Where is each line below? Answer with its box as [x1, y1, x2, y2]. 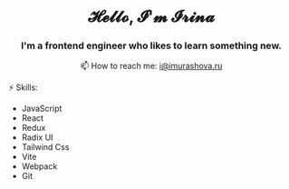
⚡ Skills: [8, 82, 38, 93]
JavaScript [21, 103, 63, 114]
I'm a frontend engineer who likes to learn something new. [20, 39, 283, 52]
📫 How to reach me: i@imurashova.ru [80, 61, 223, 72]
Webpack [21, 161, 58, 172]
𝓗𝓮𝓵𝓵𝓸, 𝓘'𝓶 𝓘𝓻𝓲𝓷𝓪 [88, 6, 215, 27]
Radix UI [21, 132, 53, 143]
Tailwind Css [21, 142, 70, 153]
